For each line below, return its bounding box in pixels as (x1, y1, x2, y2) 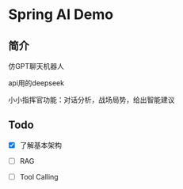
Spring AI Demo (8, 6, 113, 24)
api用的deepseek (8, 78, 65, 88)
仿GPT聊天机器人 (8, 62, 65, 70)
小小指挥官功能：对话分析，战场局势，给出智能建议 (8, 95, 175, 104)
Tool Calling (19, 172, 59, 181)
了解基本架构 (19, 140, 62, 149)
